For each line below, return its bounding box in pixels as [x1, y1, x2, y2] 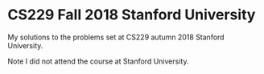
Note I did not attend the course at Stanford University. [7, 56, 189, 66]
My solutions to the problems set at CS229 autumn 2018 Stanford [7, 32, 225, 42]
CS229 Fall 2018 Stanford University [7, 6, 256, 24]
